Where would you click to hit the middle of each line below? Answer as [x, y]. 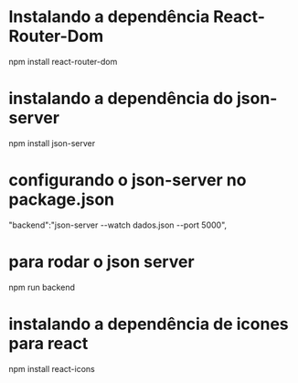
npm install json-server [52, 143]
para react [48, 343]
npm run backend [42, 287]
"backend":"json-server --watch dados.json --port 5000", [118, 225]
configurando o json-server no [128, 181]
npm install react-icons [52, 368]
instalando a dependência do [121, 99]
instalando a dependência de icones [149, 324]
